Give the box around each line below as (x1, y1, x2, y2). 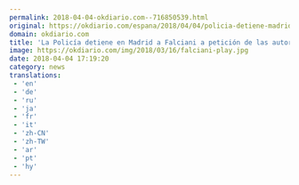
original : (9, 21, 46, 30)
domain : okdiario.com (9, 29, 90, 38)
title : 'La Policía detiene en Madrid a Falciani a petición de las (9, 37, 269, 47)
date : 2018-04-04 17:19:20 (9, 54, 109, 63)
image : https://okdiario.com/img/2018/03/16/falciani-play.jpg (9, 46, 249, 55)
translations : (9, 71, 62, 80)
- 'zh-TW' (12, 137, 50, 146)
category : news (9, 63, 66, 72)
